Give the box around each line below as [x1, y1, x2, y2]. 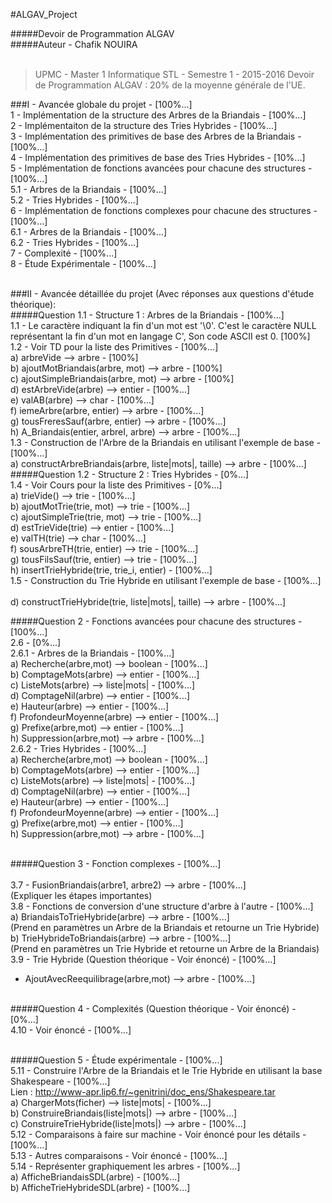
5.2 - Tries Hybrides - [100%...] [10, 194, 139, 206]
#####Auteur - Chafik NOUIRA [10, 39, 138, 50]
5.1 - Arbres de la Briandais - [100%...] [10, 184, 167, 195]
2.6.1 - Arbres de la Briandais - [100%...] [10, 647, 175, 659]
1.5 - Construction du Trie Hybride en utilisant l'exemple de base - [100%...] [10, 575, 322, 586]
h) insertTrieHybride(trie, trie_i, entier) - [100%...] [10, 564, 213, 576]
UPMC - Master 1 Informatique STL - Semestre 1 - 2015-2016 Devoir [34, 69, 315, 80]
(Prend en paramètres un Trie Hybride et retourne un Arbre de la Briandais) [10, 943, 320, 954]
